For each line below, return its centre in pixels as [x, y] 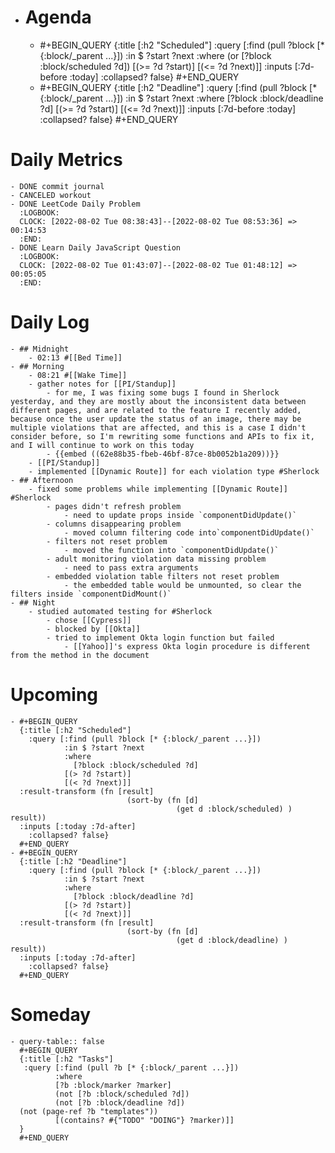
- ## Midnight [40, 349]
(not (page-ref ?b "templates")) [89, 1111]
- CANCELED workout [51, 195]
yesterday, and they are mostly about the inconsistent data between [158, 401]
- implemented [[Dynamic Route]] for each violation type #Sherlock [174, 471]
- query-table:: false [57, 1041]
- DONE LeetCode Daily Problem [75, 204]
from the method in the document [80, 655]
